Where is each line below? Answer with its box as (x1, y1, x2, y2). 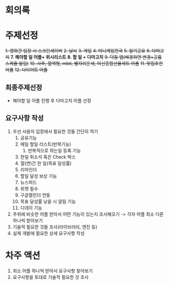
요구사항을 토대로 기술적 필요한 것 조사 (12, 274, 89, 280)
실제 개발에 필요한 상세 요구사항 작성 (12, 230, 85, 236)
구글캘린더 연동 (20, 192, 51, 198)
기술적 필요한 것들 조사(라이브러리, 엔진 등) (12, 223, 97, 230)
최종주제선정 (5, 83, 42, 92)
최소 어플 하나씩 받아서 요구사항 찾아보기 (12, 268, 93, 274)
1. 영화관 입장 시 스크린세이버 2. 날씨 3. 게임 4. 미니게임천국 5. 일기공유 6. (5, 48, 151, 54)
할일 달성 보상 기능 (20, 173, 57, 179)
